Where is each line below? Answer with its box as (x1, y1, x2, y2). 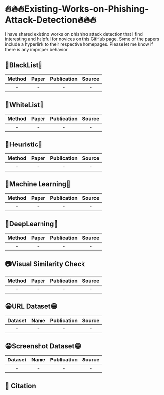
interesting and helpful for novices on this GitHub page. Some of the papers (5, 36, 160, 42)
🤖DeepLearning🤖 (5, 219, 58, 228)
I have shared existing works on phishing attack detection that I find (5, 31, 143, 36)
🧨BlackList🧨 (5, 61, 43, 70)
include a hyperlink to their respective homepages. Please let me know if (5, 41, 153, 47)
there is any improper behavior (5, 46, 68, 52)
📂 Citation (5, 381, 36, 390)
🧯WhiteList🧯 (5, 101, 44, 109)
